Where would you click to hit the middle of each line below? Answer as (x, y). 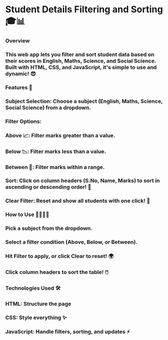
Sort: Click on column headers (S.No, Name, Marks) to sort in (82, 181)
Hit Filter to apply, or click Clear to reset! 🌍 (59, 256)
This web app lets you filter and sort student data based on (80, 55)
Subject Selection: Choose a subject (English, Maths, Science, (84, 101)
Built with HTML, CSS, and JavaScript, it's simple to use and (81, 68)
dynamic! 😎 (21, 74)
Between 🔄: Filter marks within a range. (55, 167)
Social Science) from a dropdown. (48, 108)
